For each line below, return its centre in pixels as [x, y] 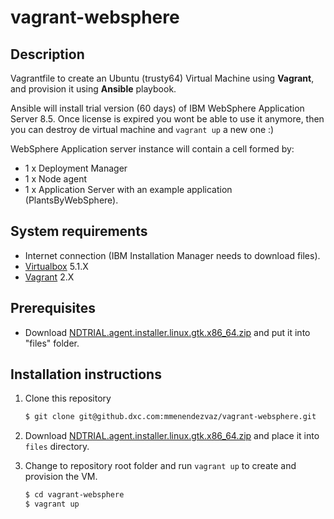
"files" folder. [52, 343]
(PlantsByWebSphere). [71, 200]
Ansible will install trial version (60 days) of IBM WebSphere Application [157, 108]
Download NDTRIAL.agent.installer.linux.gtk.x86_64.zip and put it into [167, 332]
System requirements [79, 231]
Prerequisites [53, 308]
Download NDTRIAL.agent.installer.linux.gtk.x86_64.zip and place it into [172, 436]
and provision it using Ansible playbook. [93, 89]
